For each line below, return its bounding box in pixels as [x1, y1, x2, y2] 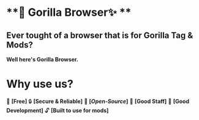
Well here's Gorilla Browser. [6, 56, 78, 63]
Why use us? [6, 77, 73, 91]
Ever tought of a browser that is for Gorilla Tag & [6, 30, 193, 40]
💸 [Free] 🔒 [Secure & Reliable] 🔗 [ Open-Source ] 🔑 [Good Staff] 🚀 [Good [6, 97, 190, 105]
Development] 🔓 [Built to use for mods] [6, 107, 109, 114]
